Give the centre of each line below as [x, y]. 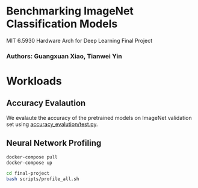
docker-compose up [29, 163]
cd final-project [28, 174]
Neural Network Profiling [54, 143]
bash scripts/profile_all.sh [43, 179]
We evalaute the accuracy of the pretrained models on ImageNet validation [99, 117]
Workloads [34, 81]
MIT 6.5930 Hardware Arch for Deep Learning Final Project [79, 40]
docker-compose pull [32, 157]
